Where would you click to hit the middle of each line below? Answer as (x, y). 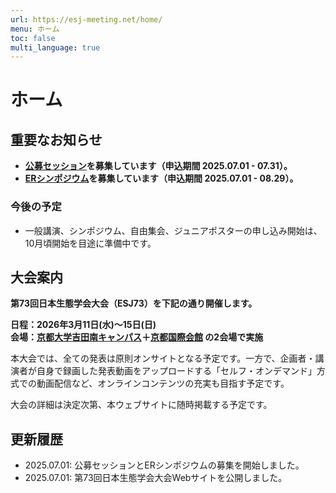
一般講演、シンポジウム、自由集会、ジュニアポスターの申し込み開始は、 (173, 230)
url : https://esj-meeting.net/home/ (86, 19)
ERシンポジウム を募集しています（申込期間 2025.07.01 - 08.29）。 (161, 178)
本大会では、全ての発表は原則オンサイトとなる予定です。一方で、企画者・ (163, 358)
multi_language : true (55, 47)
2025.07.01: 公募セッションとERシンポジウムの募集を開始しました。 (164, 465)
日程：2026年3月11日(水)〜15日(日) (83, 325)
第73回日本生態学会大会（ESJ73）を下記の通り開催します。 (134, 303)
